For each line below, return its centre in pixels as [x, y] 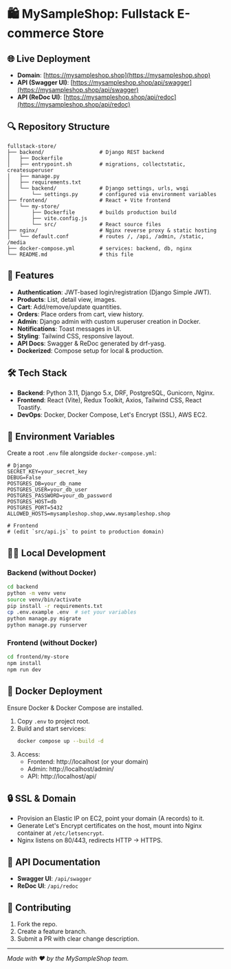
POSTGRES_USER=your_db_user [47, 490]
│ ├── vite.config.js [47, 218]
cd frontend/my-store [38, 657]
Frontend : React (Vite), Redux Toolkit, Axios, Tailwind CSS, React [109, 400]
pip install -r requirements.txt [55, 606]
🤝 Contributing [39, 907]
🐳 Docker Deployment [55, 692]
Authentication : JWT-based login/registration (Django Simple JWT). [114, 292]
